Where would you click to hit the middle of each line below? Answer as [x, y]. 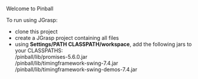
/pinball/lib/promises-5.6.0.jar [51, 57]
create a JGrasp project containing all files [67, 38]
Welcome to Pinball [30, 9]
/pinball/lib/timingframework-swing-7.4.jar [66, 63]
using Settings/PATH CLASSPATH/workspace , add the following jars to [103, 44]
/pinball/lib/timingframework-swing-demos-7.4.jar [76, 69]
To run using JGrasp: [32, 20]
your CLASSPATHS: [39, 50]
